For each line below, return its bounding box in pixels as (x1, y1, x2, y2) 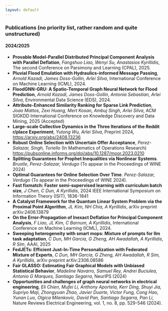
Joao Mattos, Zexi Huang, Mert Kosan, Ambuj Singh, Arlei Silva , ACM (12, 107, 156, 113)
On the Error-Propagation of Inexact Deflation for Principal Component (12, 214, 163, 220)
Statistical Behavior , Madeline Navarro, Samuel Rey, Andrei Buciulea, (12, 268, 157, 274)
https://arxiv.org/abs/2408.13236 (12, 134, 81, 140)
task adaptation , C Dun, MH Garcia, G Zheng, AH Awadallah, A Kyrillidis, (12, 236, 163, 242)
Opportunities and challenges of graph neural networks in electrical (12, 278, 157, 284)
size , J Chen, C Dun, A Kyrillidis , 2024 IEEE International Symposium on (12, 187, 161, 194)
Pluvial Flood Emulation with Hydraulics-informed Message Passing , (12, 70, 158, 76)
